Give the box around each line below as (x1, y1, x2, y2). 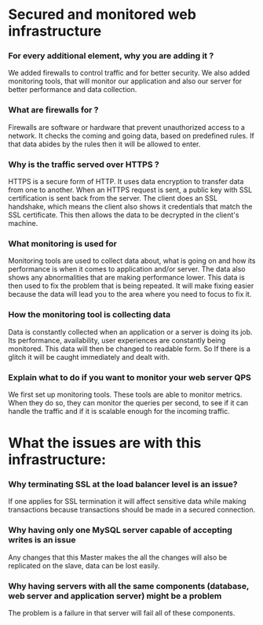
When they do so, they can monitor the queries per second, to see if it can (8, 398, 249, 407)
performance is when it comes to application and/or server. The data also (8, 264, 246, 274)
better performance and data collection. (8, 85, 137, 94)
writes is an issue (8, 534, 76, 545)
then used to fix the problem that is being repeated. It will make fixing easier (8, 281, 254, 290)
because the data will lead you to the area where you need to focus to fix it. (8, 290, 252, 299)
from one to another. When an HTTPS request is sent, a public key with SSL (8, 185, 253, 194)
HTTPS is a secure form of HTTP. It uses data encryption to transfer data (8, 177, 244, 187)
